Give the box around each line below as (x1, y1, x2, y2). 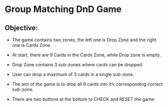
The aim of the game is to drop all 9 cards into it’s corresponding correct (12, 81, 163, 87)
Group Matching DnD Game (5, 4, 122, 15)
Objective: (5, 24, 38, 32)
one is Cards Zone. (12, 42, 51, 48)
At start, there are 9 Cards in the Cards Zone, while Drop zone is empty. (12, 52, 161, 58)
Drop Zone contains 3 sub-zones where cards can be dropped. (12, 62, 144, 67)
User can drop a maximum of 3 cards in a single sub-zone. (12, 71, 135, 77)
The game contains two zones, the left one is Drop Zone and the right (12, 37, 157, 43)
